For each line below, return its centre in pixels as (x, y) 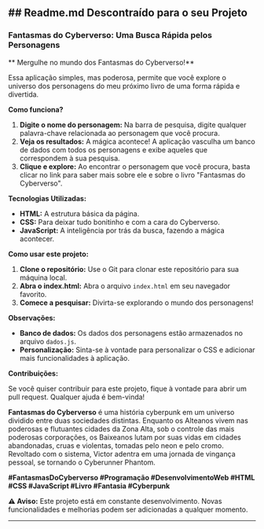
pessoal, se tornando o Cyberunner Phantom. (82, 462)
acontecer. (37, 238)
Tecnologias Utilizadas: (47, 198)
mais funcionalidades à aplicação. (74, 358)
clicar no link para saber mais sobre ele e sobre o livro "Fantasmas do (132, 174)
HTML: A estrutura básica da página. (79, 213)
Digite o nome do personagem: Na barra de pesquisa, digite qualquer (133, 124)
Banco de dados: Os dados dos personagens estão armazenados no (131, 332)
